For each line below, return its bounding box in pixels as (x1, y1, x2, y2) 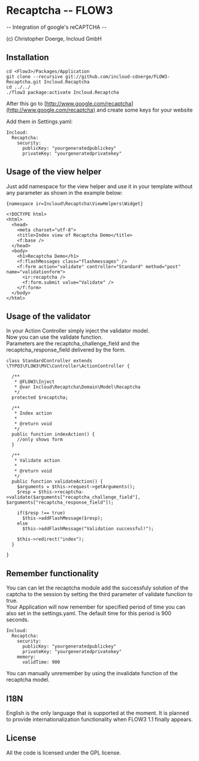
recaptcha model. (6, 676, 50, 684)
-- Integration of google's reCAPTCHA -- (6, 23, 107, 31)
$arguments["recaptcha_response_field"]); (6, 500, 114, 506)
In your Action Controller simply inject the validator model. (6, 327, 150, 335)
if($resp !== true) (17, 510, 66, 516)
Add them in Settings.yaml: (6, 118, 73, 125)
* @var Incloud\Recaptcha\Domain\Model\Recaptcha (14, 384, 141, 390)
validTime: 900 (22, 659, 61, 666)
